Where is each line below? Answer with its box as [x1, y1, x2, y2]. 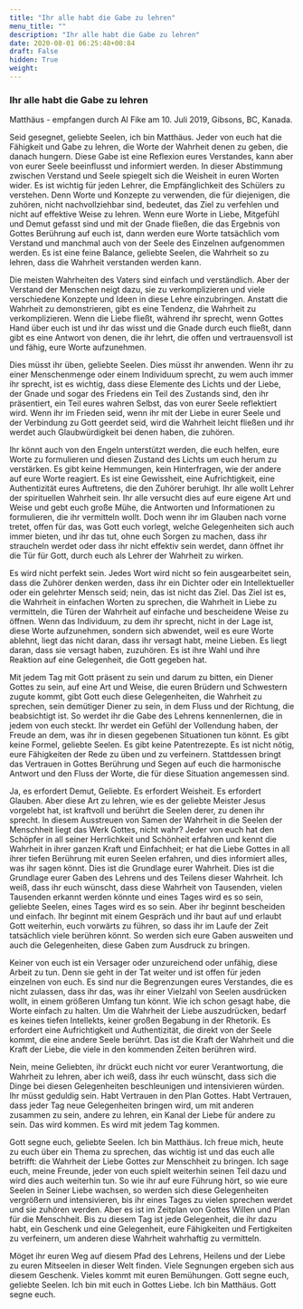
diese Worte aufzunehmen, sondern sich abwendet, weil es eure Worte [9, 626, 274, 637]
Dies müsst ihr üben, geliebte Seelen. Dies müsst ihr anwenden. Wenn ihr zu [9, 360, 294, 371]
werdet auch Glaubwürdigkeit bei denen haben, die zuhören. [9, 427, 235, 438]
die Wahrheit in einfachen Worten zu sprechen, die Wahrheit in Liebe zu [9, 597, 278, 608]
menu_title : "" [9, 22, 67, 31]
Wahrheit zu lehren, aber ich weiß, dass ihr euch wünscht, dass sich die [9, 1071, 278, 1083]
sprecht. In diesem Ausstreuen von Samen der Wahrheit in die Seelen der [9, 814, 283, 825]
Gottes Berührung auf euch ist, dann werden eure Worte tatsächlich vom [9, 228, 280, 239]
